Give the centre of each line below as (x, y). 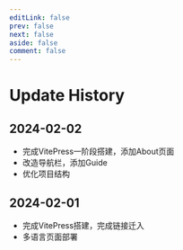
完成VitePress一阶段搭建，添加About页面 (98, 152)
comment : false (38, 51)
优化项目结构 (46, 174)
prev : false (31, 26)
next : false (31, 34)
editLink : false (39, 18)
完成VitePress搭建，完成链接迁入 (83, 225)
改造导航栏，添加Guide (65, 163)
